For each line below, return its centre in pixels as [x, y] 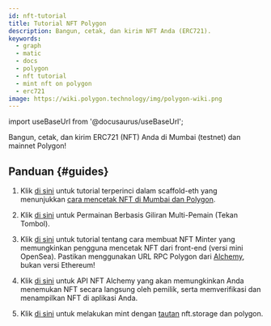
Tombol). [35, 224]
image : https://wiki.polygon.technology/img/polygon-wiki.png [115, 99]
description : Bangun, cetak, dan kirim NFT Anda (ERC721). [110, 31]
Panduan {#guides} [59, 171]
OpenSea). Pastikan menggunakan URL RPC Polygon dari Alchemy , [132, 256]
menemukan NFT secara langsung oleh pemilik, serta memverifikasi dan [140, 290]
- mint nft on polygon [54, 83]
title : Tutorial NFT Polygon [57, 23]
